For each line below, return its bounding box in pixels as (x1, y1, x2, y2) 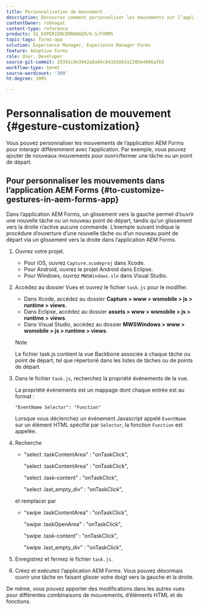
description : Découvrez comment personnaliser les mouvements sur (6, 14, 175, 20)
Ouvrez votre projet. (14, 247, 65, 255)
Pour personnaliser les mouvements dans (6, 176, 165, 186)
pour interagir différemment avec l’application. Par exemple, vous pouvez (6, 146, 187, 153)
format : (14, 392, 35, 399)
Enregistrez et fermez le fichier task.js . (14, 555, 113, 563)
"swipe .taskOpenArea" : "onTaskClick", (23, 520, 122, 528)
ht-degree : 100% (6, 76, 47, 82)
